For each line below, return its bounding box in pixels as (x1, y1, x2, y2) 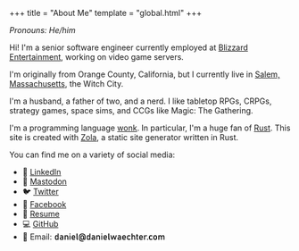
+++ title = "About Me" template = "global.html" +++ (9, 8, 203, 18)
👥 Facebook (21, 199, 67, 209)
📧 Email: (21, 231, 53, 242)
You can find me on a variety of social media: (9, 149, 176, 160)
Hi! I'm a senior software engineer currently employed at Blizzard (9, 42, 248, 53)
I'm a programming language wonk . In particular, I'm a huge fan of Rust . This (9, 122, 291, 133)
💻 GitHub (21, 219, 59, 229)
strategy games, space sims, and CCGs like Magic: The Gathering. (9, 105, 253, 115)
